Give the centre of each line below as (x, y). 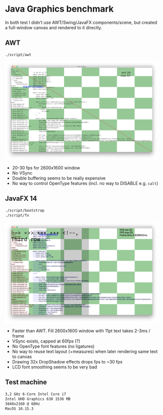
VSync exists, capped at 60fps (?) (46, 341)
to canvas (22, 357)
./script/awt (18, 54)
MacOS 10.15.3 (19, 409)
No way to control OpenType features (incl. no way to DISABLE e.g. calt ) (85, 183)
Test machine (26, 382)
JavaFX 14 (21, 199)
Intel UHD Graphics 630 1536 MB (38, 399)
